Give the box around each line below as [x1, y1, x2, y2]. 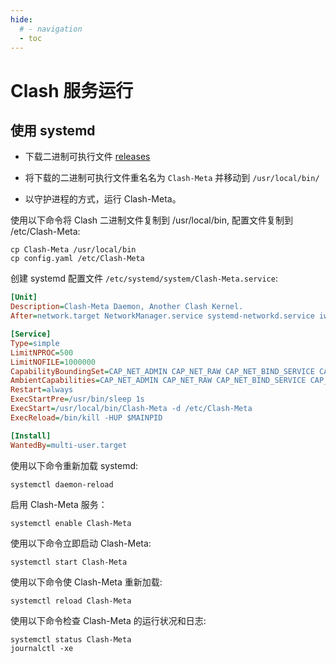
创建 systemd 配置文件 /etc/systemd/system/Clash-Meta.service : [10, 272, 278, 285]
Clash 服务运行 [10, 79, 134, 102]
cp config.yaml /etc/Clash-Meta [10, 254, 145, 264]
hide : [10, 14, 33, 25]
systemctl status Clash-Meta [10, 634, 132, 645]
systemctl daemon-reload [10, 479, 114, 490]
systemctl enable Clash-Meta [10, 518, 132, 528]
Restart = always [10, 385, 74, 395]
